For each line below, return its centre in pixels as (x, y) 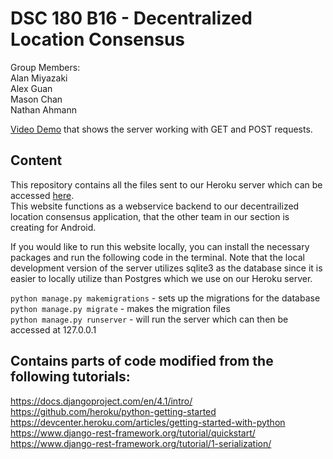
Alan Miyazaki (39, 78)
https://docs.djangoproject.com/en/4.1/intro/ (101, 401)
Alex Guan (31, 88)
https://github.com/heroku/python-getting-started (113, 411)
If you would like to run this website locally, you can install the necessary (160, 246)
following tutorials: (70, 377)
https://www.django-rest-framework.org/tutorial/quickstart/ (133, 433)
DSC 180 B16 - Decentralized (131, 18)
